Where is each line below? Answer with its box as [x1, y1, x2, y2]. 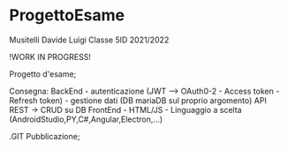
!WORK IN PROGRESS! [9, 51, 91, 62]
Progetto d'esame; [9, 68, 77, 79]
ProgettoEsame [9, 5, 125, 26]
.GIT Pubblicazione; [9, 131, 80, 141]
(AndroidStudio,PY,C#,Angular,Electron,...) [9, 114, 163, 124]
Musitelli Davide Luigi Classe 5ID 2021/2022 [9, 34, 170, 45]
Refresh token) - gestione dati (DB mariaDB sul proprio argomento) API [9, 94, 267, 106]
